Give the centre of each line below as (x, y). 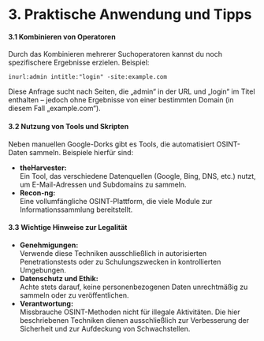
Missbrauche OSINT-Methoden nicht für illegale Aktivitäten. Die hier (130, 312)
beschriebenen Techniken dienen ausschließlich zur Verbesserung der (134, 320)
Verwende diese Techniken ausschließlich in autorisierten (113, 253)
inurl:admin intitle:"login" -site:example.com (88, 77)
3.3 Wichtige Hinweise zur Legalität (68, 228)
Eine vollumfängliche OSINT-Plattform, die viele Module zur (116, 201)
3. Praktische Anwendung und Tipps (130, 15)
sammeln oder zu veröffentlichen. (74, 295)
